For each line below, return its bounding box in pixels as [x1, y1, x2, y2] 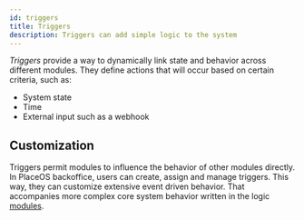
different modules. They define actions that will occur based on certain [9, 65, 275, 75]
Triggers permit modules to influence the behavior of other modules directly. [9, 162, 296, 173]
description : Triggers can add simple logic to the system [9, 30, 238, 39]
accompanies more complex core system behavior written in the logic [9, 191, 270, 202]
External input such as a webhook [22, 111, 150, 123]
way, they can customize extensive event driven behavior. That [9, 181, 245, 192]
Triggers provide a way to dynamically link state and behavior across [9, 55, 267, 66]
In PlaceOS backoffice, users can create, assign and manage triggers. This [9, 172, 289, 183]
